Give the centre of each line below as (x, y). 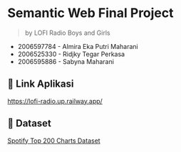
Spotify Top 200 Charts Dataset (54, 141)
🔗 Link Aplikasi (41, 84)
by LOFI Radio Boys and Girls (67, 33)
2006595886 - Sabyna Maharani (66, 61)
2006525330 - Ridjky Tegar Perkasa (71, 54)
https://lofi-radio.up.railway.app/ (55, 101)
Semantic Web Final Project (90, 13)
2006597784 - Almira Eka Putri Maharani (78, 46)
